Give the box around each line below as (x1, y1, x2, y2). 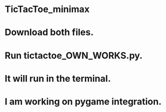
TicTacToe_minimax (5, 4, 90, 15)
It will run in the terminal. (5, 73, 111, 84)
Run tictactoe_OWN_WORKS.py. (5, 49, 143, 61)
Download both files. (5, 27, 94, 38)
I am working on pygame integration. (5, 96, 162, 107)
